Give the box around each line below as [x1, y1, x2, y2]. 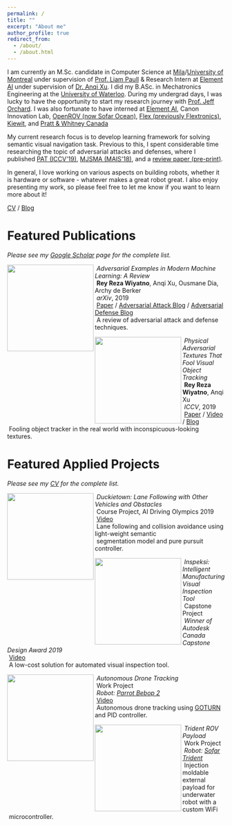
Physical [184, 336, 209, 345]
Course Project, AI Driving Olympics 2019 [96, 507, 214, 516]
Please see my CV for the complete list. [7, 479, 119, 487]
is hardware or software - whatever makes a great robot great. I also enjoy [7, 175, 219, 183]
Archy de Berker [95, 286, 142, 294]
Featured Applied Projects [7, 456, 160, 472]
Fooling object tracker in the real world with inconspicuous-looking [8, 424, 199, 433]
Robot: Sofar [184, 746, 220, 755]
